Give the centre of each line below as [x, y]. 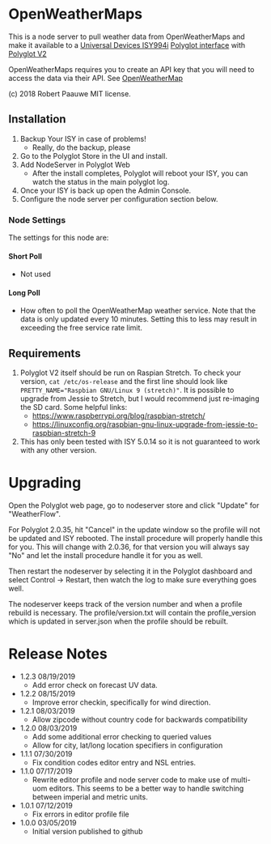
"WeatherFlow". [34, 514]
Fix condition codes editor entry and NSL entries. [114, 763]
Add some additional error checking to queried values [122, 737]
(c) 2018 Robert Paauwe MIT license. [70, 93]
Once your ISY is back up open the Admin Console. [106, 190]
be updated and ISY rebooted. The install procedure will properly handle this [135, 539]
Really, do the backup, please [81, 147]
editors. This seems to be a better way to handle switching [146, 789]
